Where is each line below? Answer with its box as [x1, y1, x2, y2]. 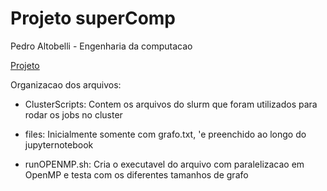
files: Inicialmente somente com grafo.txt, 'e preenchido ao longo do [24, 128, 307, 140]
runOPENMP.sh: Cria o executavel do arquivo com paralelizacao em [24, 158, 305, 170]
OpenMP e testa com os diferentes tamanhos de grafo [24, 168, 249, 181]
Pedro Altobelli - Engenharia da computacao [10, 40, 193, 52]
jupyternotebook [24, 138, 94, 151]
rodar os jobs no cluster [24, 108, 123, 121]
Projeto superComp [10, 7, 177, 30]
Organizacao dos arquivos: [10, 78, 122, 91]
